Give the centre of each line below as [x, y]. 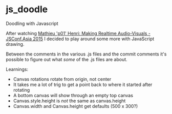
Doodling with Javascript [32, 23]
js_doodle [27, 9]
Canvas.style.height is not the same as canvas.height [69, 101]
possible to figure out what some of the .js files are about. [67, 59]
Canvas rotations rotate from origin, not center [62, 79]
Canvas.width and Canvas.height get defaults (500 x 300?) [76, 106]
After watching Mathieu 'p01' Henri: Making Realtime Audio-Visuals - [78, 33]
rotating [21, 90]
